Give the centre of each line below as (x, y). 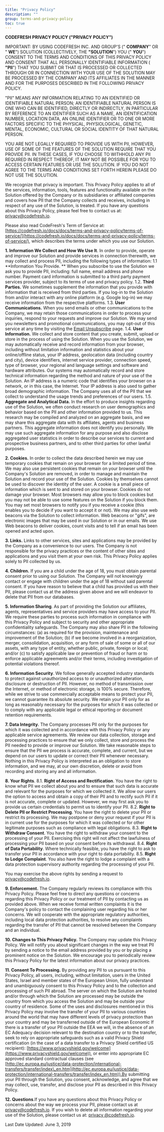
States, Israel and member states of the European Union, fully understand (79, 980)
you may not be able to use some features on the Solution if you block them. (82, 500)
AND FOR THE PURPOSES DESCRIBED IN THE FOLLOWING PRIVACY (75, 83)
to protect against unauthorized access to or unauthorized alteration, (74, 679)
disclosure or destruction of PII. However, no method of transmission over (79, 684)
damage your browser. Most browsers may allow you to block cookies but (79, 495)
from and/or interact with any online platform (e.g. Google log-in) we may (79, 298)
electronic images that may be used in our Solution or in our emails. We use (81, 521)
